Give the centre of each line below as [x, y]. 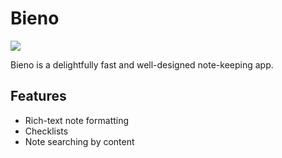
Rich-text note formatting [77, 120]
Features [38, 96]
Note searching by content [79, 141]
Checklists [46, 131]
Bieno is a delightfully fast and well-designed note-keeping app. [142, 64]
